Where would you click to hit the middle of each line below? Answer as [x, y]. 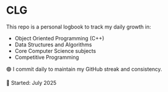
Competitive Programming [47, 57]
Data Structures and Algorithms [53, 45]
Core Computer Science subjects [55, 50]
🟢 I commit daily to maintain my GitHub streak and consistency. [84, 69]
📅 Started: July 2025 [31, 83]
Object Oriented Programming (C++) [59, 38]
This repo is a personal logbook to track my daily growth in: [79, 27]
